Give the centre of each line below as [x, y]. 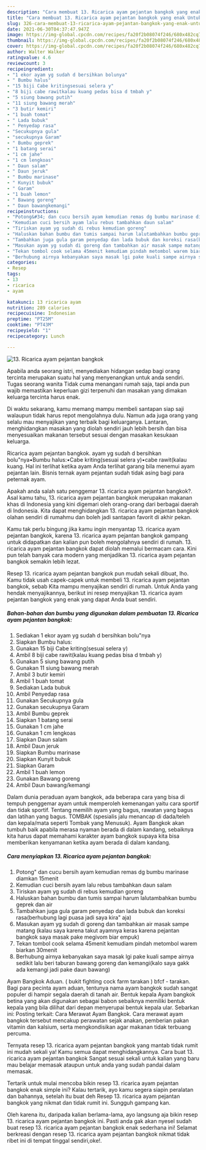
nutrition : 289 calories [39, 308]
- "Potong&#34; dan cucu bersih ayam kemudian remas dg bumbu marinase [100, 217]
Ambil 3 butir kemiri [40, 674]
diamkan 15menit [37, 878]
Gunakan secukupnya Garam [52, 707]
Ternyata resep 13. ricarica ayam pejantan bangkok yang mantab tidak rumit [102, 1045]
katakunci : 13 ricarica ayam [44, 302]
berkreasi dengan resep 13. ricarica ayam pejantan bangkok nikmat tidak [98, 1134]
